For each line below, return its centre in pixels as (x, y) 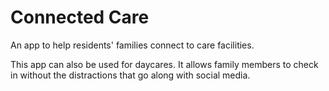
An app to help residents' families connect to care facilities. (132, 45)
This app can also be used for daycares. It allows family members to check (164, 64)
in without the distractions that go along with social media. (130, 75)
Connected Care (80, 17)
